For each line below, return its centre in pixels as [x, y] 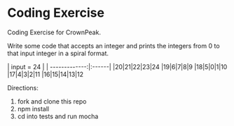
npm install [33, 108]
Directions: [23, 87]
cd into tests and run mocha [58, 116]
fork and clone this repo [52, 101]
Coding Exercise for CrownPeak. [54, 32]
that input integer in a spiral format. [58, 53]
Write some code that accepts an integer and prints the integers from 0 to [113, 45]
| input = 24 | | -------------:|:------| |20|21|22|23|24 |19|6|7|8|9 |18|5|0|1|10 [117, 66]
